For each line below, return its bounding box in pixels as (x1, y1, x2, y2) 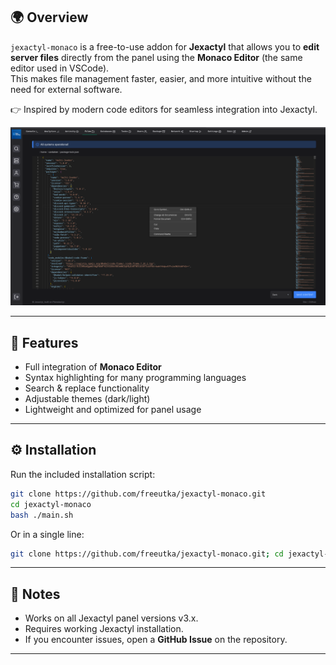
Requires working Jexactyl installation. (24, 623, 184, 635)
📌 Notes (10, 585, 61, 603)
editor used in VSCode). (10, 62, 110, 74)
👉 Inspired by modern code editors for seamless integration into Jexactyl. (10, 103, 318, 115)
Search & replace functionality (24, 382, 150, 394)
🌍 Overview (10, 9, 89, 26)
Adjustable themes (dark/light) (24, 393, 151, 405)
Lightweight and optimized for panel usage (24, 404, 202, 416)
